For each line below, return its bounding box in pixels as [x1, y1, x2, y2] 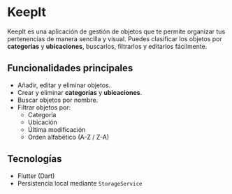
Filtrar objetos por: [17, 103, 71, 112]
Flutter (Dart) [17, 172, 55, 180]
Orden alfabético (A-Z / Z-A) [27, 133, 110, 141]
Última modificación [27, 125, 86, 133]
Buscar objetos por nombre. [17, 96, 99, 104]
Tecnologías [7, 153, 62, 165]
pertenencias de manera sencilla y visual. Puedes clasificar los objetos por [7, 34, 222, 43]
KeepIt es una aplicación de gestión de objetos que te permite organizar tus [7, 27, 226, 36]
